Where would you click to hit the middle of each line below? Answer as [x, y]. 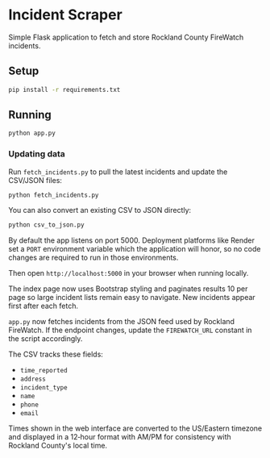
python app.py [32, 133]
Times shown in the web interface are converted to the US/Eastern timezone [135, 428]
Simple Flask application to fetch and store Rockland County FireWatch [126, 37]
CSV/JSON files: [35, 180]
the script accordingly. [46, 339]
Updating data [37, 154]
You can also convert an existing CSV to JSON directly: [100, 210]
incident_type [44, 388]
